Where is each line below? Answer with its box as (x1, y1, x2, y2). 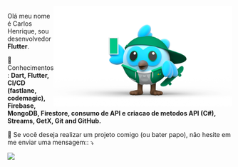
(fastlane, (7, 86, 37, 94)
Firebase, (7, 101, 36, 110)
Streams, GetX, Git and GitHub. (7, 116, 102, 125)
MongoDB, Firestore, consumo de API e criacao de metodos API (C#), (7, 109, 216, 117)
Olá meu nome (7, 12, 51, 20)
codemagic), (7, 94, 46, 102)
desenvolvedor (7, 34, 51, 43)
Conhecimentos (7, 64, 54, 72)
